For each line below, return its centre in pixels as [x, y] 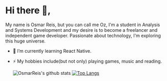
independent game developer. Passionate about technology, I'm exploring [83, 35]
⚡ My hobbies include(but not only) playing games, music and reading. [87, 61]
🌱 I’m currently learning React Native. [52, 51]
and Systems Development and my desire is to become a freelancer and [81, 30]
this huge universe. [26, 41]
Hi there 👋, [28, 11]
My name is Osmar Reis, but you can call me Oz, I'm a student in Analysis [83, 25]
